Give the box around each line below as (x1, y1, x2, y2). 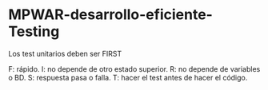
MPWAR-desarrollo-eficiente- (8, 6, 214, 24)
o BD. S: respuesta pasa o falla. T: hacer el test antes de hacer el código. (8, 72, 248, 82)
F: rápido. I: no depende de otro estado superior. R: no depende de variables (8, 64, 261, 73)
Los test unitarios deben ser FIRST (8, 49, 122, 58)
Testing (8, 22, 60, 41)
